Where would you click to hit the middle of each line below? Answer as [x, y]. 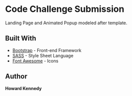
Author [16, 76]
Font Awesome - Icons [35, 61]
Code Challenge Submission [65, 9]
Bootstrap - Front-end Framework [47, 50]
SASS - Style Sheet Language [43, 55]
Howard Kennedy [24, 88]
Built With [21, 38]
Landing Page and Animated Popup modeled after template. [66, 23]
